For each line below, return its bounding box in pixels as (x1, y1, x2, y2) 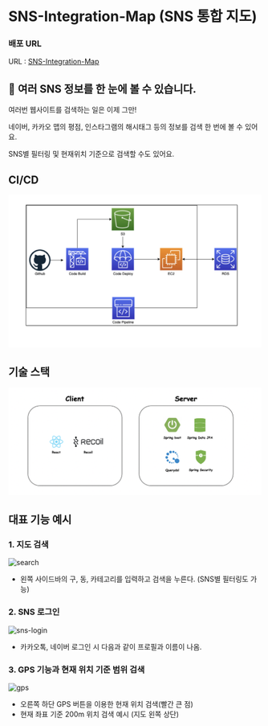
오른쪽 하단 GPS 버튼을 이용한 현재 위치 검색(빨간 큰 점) (19, 699, 194, 708)
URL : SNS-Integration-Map (8, 57, 99, 67)
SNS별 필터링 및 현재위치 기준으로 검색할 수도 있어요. (8, 150, 175, 159)
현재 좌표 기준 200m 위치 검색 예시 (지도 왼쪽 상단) (19, 709, 179, 719)
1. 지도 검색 (8, 539, 49, 550)
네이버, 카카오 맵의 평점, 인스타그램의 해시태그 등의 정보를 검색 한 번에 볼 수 (8, 122, 243, 132)
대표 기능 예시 (8, 513, 72, 527)
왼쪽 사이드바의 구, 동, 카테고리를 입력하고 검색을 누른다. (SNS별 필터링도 (19, 574, 249, 584)
